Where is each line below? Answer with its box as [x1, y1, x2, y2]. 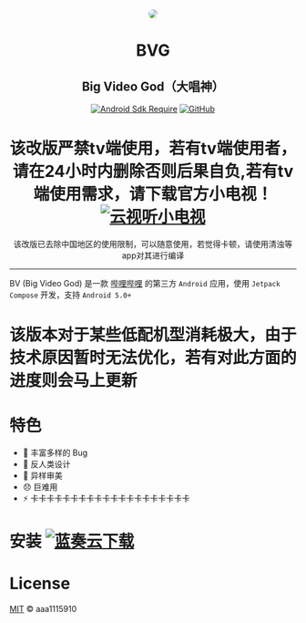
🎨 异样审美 [22, 470, 63, 482]
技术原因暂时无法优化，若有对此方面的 [9, 348, 298, 369]
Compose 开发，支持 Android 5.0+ [9, 289, 132, 300]
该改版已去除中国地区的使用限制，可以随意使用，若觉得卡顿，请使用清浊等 [13, 238, 293, 249]
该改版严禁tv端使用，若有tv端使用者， [9, 139, 297, 159]
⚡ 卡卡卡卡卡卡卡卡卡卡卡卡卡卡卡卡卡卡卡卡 [22, 493, 190, 504]
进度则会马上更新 [9, 370, 138, 391]
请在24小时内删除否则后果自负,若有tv [12, 161, 294, 182]
